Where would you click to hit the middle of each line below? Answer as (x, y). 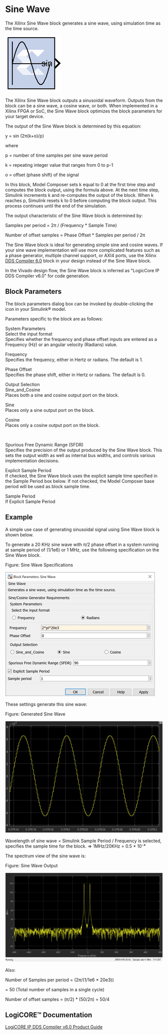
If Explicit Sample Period (30, 501)
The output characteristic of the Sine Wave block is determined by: (74, 215)
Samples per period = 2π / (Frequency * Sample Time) (61, 225)
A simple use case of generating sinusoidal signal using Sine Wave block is (82, 529)
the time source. (22, 28)
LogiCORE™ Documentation (49, 1015)
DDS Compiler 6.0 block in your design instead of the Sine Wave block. (78, 261)
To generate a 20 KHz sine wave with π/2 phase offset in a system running (82, 544)
